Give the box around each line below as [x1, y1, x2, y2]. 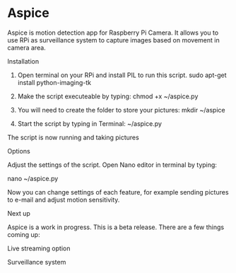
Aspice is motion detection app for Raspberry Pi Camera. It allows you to [7, 28, 219, 37]
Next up [7, 209, 30, 217]
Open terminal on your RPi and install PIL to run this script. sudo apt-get [17, 71, 227, 79]
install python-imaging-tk [17, 78, 92, 86]
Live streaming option [7, 244, 71, 252]
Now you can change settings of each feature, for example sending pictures [7, 187, 229, 196]
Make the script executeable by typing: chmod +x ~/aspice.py [17, 92, 199, 100]
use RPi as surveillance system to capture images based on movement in [7, 35, 220, 44]
